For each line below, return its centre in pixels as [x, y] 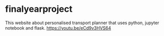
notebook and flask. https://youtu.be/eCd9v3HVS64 [58, 28]
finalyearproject [39, 9]
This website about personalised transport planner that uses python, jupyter [82, 23]
